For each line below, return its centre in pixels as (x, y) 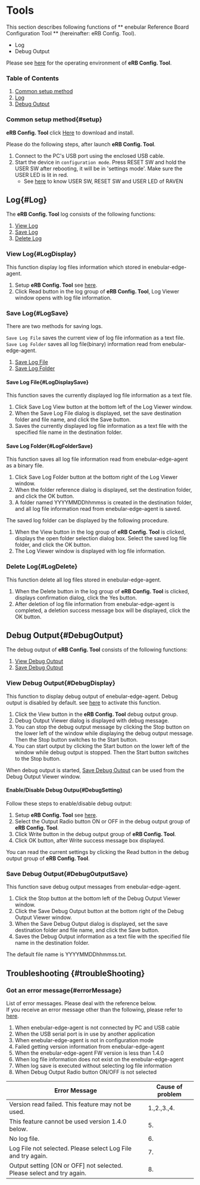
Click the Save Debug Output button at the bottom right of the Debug (99, 911)
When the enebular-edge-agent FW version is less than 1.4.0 (89, 1053)
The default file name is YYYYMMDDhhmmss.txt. (66, 954)
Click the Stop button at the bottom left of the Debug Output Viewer (97, 898)
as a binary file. (25, 466)
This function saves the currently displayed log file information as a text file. (99, 396)
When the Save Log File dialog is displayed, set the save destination (98, 414)
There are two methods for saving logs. (54, 326)
